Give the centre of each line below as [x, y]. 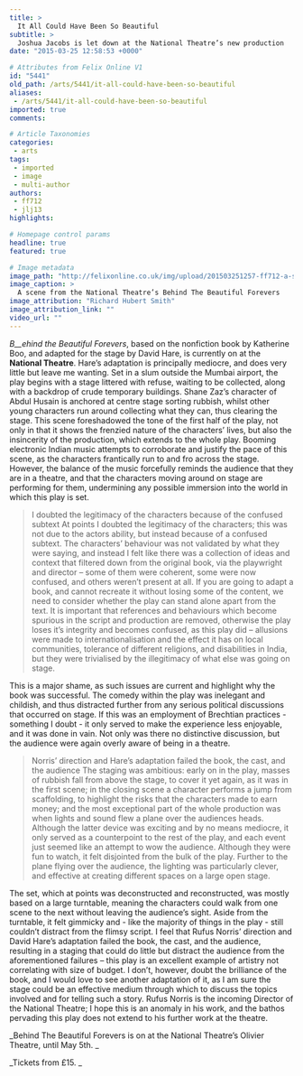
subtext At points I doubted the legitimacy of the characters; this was [160, 524]
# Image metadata [42, 267]
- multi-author [41, 185]
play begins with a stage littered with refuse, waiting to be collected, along [147, 382]
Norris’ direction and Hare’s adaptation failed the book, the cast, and [158, 760]
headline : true [38, 243]
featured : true [38, 251]
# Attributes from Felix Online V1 [76, 68]
